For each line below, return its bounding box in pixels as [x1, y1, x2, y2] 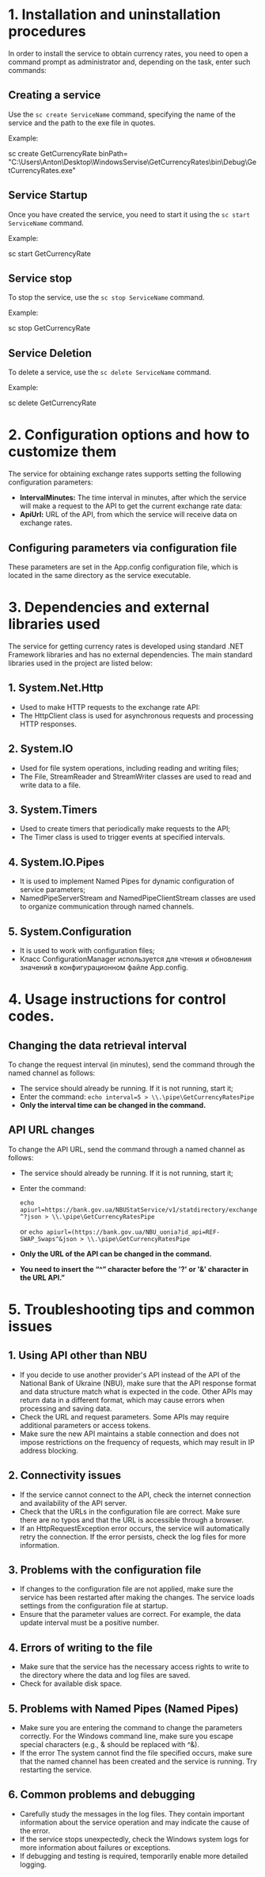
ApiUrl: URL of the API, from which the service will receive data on [19, 510, 237, 519]
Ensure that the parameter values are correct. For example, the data [19, 1610, 241, 1619]
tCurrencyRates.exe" [8, 165, 77, 175]
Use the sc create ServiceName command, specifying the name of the [8, 109, 236, 119]
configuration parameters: [8, 477, 93, 487]
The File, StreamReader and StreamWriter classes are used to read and [19, 772, 252, 781]
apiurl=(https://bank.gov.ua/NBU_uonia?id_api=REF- [46, 1228, 220, 1236]
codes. [8, 1007, 55, 1025]
